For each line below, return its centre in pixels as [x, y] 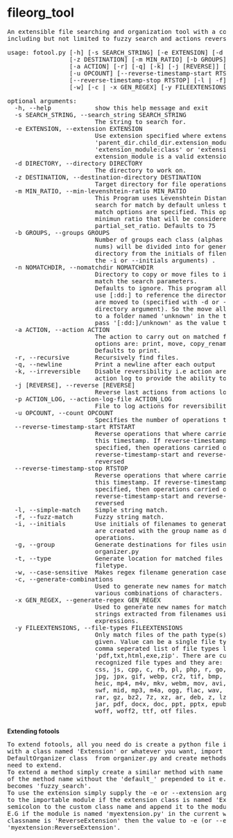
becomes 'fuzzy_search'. [49, 786]
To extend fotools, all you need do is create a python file [113, 744]
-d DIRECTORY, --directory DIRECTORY [78, 163]
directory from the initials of [150, 253]
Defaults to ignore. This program [154, 288]
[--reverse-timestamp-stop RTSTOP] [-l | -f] [148, 80]
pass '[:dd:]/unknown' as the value [157, 323]
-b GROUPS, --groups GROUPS [62, 233]
